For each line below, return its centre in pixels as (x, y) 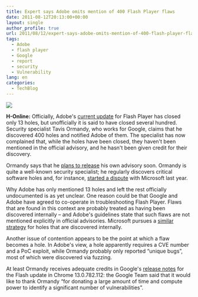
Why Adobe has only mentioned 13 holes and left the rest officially (86, 189)
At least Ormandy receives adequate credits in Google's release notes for (95, 269)
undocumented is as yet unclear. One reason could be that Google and (92, 195)
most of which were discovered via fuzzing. (59, 257)
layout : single (25, 22)
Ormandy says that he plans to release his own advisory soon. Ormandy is (96, 165)
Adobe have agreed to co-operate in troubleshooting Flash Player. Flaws (94, 202)
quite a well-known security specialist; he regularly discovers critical (89, 171)
